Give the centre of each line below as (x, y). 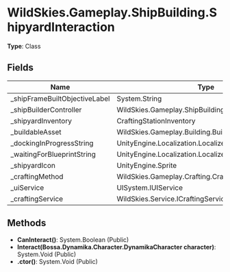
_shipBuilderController (46, 110)
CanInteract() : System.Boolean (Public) (73, 239)
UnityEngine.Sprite (146, 165)
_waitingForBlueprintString (53, 154)
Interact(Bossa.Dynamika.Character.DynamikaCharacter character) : (116, 247)
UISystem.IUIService (150, 188)
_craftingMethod (37, 176)
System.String (139, 99)
